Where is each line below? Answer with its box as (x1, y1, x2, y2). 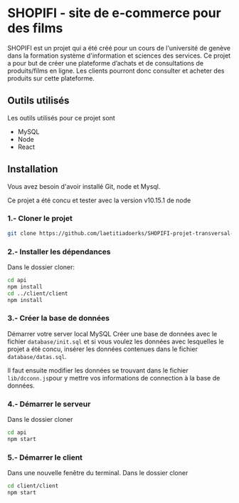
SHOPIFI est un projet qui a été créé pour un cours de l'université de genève (7, 43, 231, 52)
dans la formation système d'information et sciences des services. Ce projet (7, 51, 231, 60)
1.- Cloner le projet (7, 214, 73, 224)
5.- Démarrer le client (7, 452, 83, 462)
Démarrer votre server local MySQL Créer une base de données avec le (7, 329, 218, 338)
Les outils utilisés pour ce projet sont (7, 113, 115, 122)
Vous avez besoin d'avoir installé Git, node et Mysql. (7, 182, 161, 190)
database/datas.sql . (7, 352, 67, 361)
